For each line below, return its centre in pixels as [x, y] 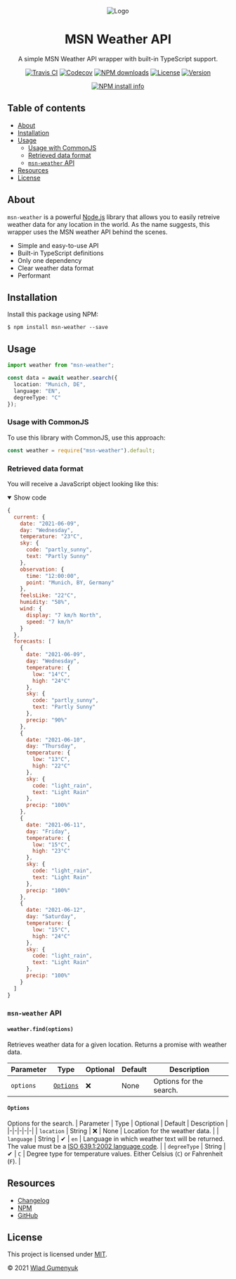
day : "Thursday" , [51, 746]
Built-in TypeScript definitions [60, 253]
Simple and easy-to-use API [58, 245]
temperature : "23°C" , [51, 537]
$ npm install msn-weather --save [58, 328]
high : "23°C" [52, 851]
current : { [29, 517]
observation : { [42, 569]
